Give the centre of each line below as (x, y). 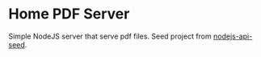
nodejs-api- (233, 36)
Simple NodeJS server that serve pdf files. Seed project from (110, 36)
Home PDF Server (69, 14)
